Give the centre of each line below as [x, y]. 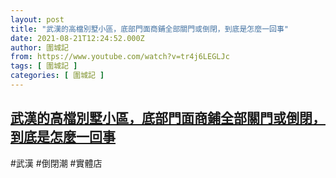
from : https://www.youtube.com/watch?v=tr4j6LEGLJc [120, 57]
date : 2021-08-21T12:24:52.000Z [77, 38]
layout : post [37, 19]
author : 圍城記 [39, 47]
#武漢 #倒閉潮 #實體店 [56, 163]
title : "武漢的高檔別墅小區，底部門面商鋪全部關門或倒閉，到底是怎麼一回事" [149, 29]
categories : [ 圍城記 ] [57, 76]
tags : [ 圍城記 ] [44, 66]
